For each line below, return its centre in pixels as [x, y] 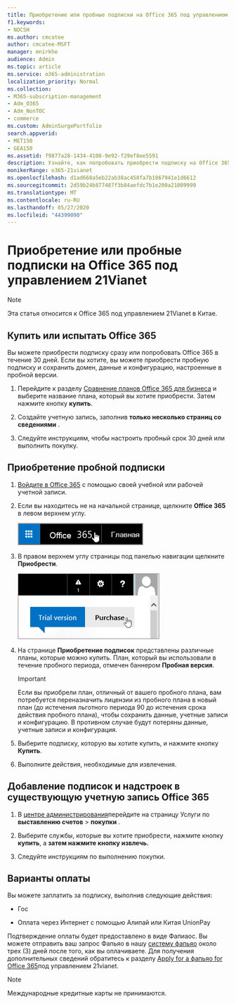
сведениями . [39, 424]
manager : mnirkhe [33, 52]
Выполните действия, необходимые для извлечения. [97, 764]
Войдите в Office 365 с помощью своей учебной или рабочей [110, 484]
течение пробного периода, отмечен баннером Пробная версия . [116, 665]
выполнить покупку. [48, 445]
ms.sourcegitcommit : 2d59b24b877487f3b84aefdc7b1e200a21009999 [102, 185]
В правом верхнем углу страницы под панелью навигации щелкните [121, 556]
